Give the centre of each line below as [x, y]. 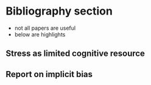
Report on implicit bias [49, 74]
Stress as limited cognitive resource [75, 54]
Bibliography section [59, 11]
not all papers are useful [45, 28]
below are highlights [40, 34]
